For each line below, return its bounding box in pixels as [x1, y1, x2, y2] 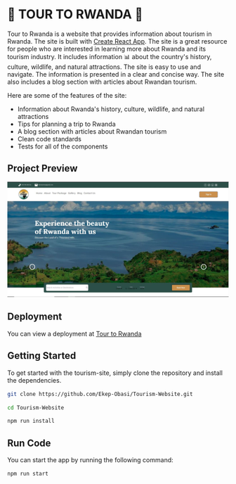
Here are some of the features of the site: [7, 91, 127, 99]
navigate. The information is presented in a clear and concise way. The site [7, 70, 225, 78]
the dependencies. [7, 376, 62, 384]
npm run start [7, 471, 49, 478]
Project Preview [7, 163, 78, 174]
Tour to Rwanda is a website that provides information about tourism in [7, 30, 212, 38]
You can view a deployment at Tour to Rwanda [7, 329, 142, 338]
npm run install [7, 418, 55, 425]
